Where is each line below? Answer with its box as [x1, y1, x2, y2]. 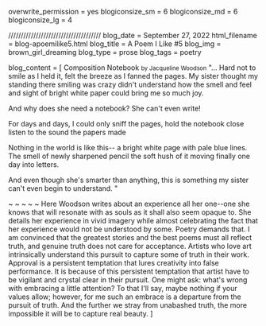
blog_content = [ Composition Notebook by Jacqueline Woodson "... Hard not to [8, 63, 256, 72]
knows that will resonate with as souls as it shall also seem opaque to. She [8, 208, 252, 217]
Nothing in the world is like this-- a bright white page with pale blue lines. [8, 143, 248, 152]
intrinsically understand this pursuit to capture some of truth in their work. [8, 250, 250, 259]
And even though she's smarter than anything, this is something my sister [8, 175, 249, 184]
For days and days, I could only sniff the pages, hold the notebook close [8, 119, 245, 128]
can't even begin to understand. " [8, 184, 118, 193]
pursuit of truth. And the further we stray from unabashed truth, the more [8, 301, 248, 309]
